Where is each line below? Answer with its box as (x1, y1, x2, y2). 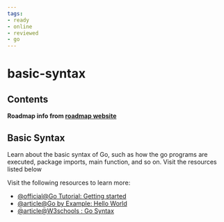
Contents (7, 93, 49, 105)
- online (7, 23, 33, 30)
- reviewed (7, 29, 39, 37)
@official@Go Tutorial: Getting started (17, 191, 127, 200)
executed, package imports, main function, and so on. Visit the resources (7, 157, 217, 166)
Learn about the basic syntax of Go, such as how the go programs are (7, 150, 208, 158)
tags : (7, 10, 23, 17)
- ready (7, 17, 30, 24)
